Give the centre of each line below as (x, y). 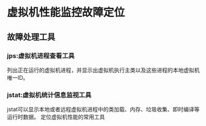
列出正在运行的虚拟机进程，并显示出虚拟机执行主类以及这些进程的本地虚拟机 (103, 70)
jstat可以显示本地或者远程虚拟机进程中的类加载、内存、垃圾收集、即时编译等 (103, 110)
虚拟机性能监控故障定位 (66, 12)
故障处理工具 (31, 37)
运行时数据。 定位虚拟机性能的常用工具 (56, 117)
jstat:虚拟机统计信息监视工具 (49, 95)
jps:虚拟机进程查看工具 (41, 55)
